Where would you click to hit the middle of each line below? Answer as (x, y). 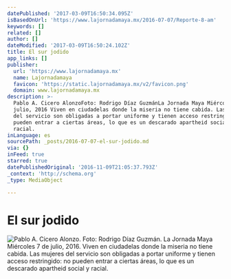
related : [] (24, 33)
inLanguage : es (29, 135)
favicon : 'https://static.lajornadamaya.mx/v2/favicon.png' (101, 84)
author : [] (23, 39)
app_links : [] (27, 59)
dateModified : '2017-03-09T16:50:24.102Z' (69, 45)
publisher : (23, 65)
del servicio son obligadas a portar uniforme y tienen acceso (106, 116)
